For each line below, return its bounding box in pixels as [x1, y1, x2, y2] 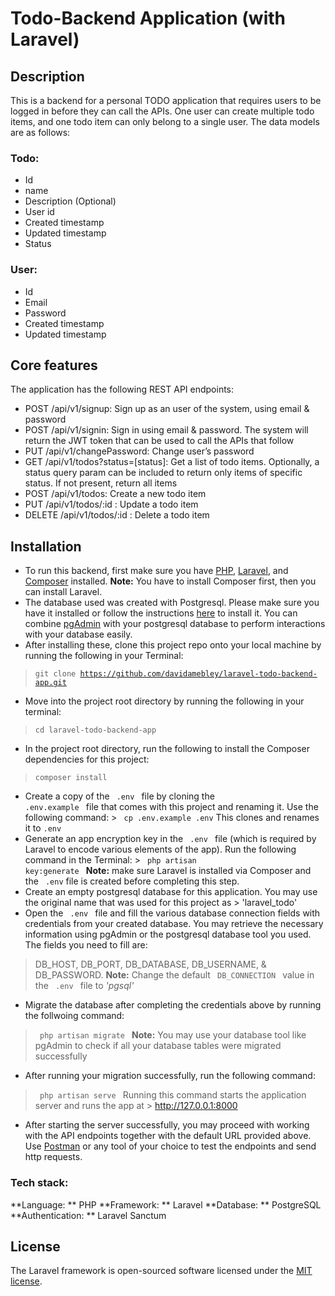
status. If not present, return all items [24, 477, 178, 489]
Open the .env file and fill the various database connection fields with [24, 907, 321, 919]
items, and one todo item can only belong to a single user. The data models [10, 116, 320, 127]
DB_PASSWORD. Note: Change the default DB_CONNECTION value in [34, 969, 315, 981]
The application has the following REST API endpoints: [10, 383, 235, 396]
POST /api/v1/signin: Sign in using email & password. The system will [24, 424, 309, 436]
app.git [34, 678, 67, 688]
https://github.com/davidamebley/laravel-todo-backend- [79, 669, 318, 679]
